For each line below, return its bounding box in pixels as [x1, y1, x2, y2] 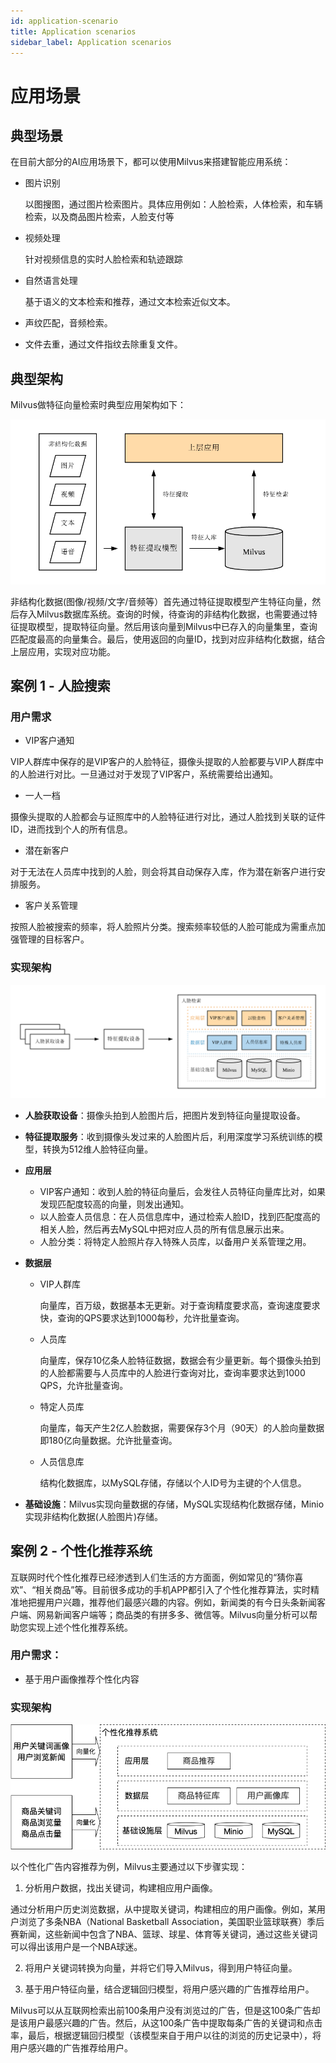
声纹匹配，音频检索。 [24, 317, 113, 329]
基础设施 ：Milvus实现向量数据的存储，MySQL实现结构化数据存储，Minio [24, 1498, 325, 1510]
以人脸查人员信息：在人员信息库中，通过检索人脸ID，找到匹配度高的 [39, 1210, 321, 1222]
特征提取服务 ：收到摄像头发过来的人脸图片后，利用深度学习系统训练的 [24, 1130, 315, 1142]
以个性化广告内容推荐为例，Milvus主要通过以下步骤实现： [10, 1861, 248, 1873]
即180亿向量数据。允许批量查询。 [39, 1434, 178, 1446]
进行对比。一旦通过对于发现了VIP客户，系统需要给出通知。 [36, 768, 279, 780]
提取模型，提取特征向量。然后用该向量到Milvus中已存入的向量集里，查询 [18, 620, 318, 632]
